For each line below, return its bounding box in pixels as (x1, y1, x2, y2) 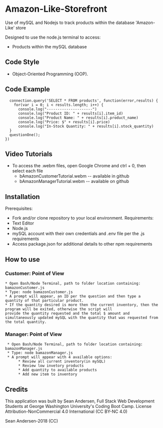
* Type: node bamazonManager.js (7, 351, 73, 356)
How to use (5, 255, 40, 264)
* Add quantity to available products (18, 368, 97, 373)
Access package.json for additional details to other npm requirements (12, 241, 153, 247)
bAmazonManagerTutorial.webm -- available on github (19, 179, 129, 184)
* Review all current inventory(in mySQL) (18, 359, 106, 364)
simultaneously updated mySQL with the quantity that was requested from (5, 315, 159, 320)
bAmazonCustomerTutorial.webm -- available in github (19, 173, 129, 179)
